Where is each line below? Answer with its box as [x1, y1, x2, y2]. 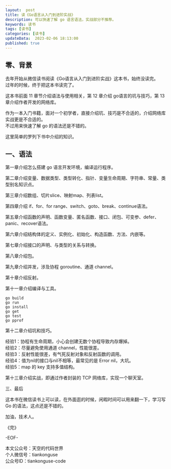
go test [5, 313, 22, 319]
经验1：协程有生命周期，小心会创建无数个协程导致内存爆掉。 [5, 338, 132, 344]
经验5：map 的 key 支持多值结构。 [5, 364, 77, 370]
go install [5, 305, 28, 310]
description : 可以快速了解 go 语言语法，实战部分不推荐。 [5, 17, 116, 22]
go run [5, 300, 19, 305]
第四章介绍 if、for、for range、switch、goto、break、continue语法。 [5, 203, 151, 209]
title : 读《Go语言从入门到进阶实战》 [5, 12, 75, 17]
